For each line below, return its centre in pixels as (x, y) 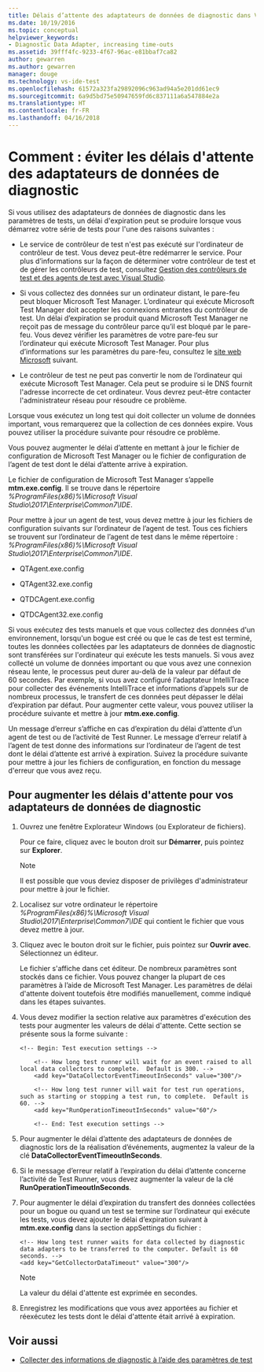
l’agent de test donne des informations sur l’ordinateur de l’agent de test (125, 745)
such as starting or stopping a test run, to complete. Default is (134, 1096)
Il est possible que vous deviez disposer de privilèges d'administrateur (134, 881)
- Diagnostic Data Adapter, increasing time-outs (91, 45)
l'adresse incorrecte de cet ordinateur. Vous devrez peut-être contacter (135, 391)
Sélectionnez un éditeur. (59, 953)
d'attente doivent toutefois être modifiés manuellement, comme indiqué (135, 993)
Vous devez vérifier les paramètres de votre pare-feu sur (126, 335)
